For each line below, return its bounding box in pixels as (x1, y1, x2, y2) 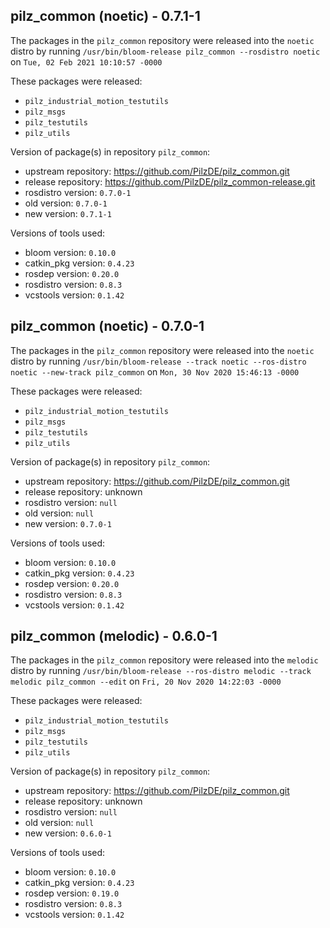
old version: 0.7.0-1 (24, 197, 108, 209)
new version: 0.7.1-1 (24, 207, 112, 219)
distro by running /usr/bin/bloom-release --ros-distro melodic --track (10, 665, 312, 677)
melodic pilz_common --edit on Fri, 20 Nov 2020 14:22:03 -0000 (10, 675, 282, 688)
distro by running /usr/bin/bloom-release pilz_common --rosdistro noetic (10, 45, 321, 57)
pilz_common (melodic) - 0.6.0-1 (10, 628, 218, 645)
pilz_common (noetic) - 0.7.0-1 (10, 318, 205, 335)
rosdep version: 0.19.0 (24, 887, 120, 899)
